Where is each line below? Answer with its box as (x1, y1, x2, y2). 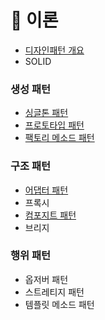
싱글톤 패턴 (24, 107, 69, 119)
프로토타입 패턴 (24, 119, 85, 131)
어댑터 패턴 (24, 184, 69, 196)
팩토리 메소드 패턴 (24, 132, 95, 144)
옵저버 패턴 (24, 273, 69, 285)
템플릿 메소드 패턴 (24, 298, 95, 310)
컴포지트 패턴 (24, 209, 77, 221)
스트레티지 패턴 (24, 286, 85, 298)
